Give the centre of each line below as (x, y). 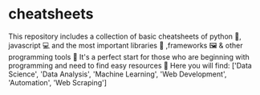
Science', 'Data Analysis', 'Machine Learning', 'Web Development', (118, 74)
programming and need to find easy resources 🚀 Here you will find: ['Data (130, 65)
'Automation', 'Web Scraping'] (57, 82)
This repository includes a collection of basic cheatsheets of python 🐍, (125, 36)
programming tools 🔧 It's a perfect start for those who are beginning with (129, 56)
